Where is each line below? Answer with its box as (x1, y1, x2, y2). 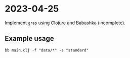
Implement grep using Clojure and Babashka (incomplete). (5, 20, 126, 26)
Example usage (5, 34, 54, 43)
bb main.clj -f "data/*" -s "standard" (5, 47, 89, 53)
